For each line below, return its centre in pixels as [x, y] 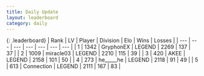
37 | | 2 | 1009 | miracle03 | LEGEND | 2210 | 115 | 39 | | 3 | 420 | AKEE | [96, 54]
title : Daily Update [33, 12]
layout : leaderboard [33, 18]
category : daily [27, 23]
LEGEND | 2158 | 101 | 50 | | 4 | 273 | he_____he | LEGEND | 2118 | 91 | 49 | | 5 [102, 60]
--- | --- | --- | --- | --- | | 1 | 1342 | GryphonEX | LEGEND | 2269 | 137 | [102, 47]
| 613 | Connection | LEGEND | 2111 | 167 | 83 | [63, 66]
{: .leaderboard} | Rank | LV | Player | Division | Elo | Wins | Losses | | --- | [98, 41]
